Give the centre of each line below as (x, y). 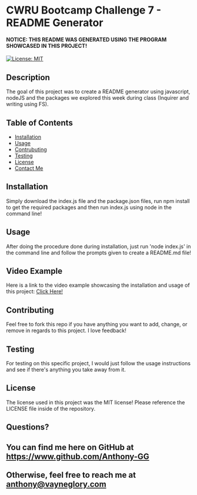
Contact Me (29, 168)
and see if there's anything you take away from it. (66, 370)
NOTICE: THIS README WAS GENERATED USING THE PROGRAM (86, 40)
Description (28, 77)
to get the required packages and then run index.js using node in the (89, 207)
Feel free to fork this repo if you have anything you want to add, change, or (97, 324)
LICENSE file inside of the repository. (51, 408)
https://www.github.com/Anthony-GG (78, 456)
